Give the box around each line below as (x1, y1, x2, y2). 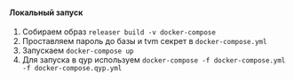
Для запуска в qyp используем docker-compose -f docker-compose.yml (21, 55, 286, 65)
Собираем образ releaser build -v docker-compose (21, 26, 216, 37)
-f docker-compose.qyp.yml (21, 64, 123, 73)
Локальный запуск (9, 7, 83, 18)
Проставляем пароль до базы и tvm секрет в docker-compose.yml (21, 36, 267, 47)
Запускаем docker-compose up (21, 45, 134, 56)
